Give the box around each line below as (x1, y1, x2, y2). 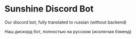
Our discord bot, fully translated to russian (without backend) (4, 19, 127, 25)
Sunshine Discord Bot (4, 3, 94, 14)
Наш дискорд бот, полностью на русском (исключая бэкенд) (4, 28, 132, 34)
